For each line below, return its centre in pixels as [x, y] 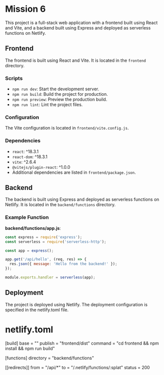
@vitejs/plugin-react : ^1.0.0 [41, 167]
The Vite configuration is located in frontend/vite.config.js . [67, 128]
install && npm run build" [30, 348]
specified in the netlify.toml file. [37, 310]
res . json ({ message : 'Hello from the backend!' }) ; [64, 264]
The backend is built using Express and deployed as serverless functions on [82, 199]
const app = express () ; [29, 251]
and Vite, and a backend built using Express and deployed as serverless [78, 27]
